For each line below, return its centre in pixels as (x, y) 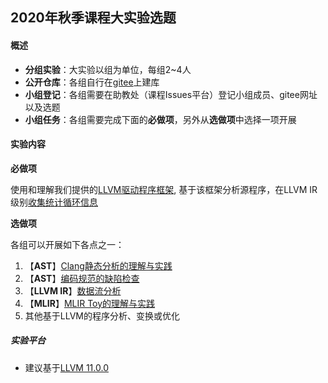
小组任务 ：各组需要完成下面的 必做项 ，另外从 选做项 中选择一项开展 (160, 119)
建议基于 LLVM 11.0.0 (66, 367)
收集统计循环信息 (63, 202)
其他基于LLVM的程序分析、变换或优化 (102, 315)
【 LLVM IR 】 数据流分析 (73, 290)
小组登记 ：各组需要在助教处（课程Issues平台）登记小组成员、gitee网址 (171, 94)
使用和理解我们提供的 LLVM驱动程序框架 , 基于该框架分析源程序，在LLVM (159, 189)
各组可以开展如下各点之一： (67, 244)
